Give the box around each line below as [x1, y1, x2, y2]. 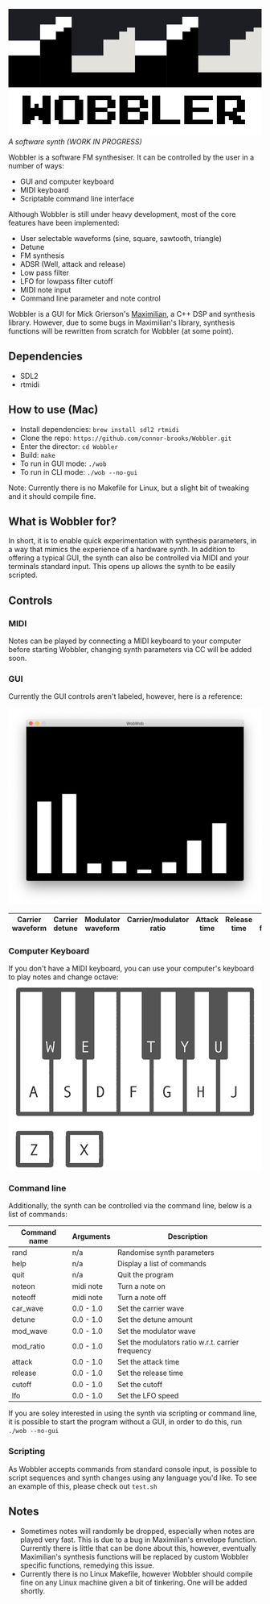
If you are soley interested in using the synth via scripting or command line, [8, 1408, 257, 1419]
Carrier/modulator [127, 915, 190, 925]
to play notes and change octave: [8, 972, 119, 982]
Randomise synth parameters [117, 1247, 215, 1257]
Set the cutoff [117, 1379, 163, 1389]
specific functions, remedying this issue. [19, 1560, 155, 1570]
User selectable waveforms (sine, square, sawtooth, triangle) [19, 234, 223, 243]
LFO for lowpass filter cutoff [19, 276, 114, 286]
